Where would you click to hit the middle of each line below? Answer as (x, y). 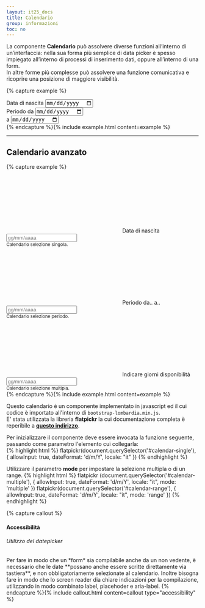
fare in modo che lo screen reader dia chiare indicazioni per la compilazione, (103, 579)
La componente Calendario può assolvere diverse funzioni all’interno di (96, 46)
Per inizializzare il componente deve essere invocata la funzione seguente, (100, 437)
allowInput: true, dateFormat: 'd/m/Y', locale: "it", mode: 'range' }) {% (93, 495)
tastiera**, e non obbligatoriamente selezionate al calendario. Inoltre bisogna (103, 573)
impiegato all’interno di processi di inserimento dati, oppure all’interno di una (103, 59)
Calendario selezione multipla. (38, 388)
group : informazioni (33, 23)
